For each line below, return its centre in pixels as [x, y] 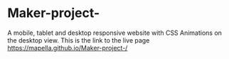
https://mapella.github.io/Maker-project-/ [68, 48]
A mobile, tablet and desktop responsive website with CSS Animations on [115, 33]
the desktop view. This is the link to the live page [79, 40]
